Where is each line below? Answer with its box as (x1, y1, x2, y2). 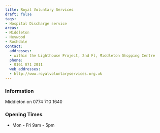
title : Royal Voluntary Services (5, 7, 74, 12)
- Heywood (5, 35, 26, 40)
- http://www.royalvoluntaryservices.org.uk (9, 71, 102, 76)
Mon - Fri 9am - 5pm (12, 122, 55, 128)
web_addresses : (9, 67, 41, 72)
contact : (5, 44, 23, 49)
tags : (5, 16, 16, 21)
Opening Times (5, 111, 43, 118)
